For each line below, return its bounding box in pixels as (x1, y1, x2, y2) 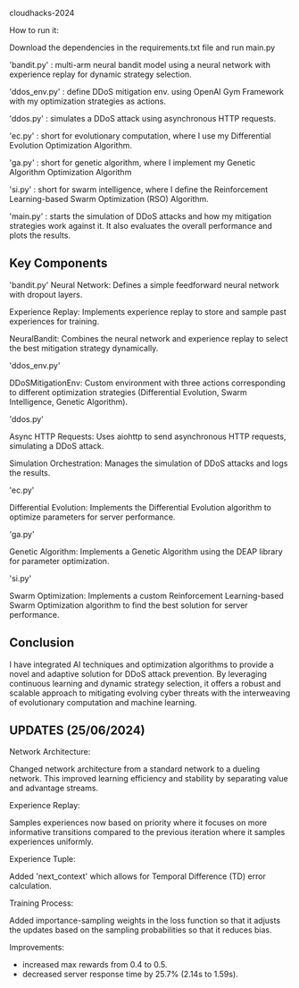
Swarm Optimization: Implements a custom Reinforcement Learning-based (9, 590, 284, 601)
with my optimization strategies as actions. (9, 96, 167, 106)
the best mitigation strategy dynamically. (9, 342, 159, 353)
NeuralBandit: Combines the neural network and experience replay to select (9, 333, 288, 343)
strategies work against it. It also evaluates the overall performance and (9, 221, 272, 231)
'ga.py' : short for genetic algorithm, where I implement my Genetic (9, 157, 256, 168)
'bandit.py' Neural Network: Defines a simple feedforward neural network (9, 279, 279, 290)
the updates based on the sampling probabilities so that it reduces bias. (9, 925, 272, 935)
